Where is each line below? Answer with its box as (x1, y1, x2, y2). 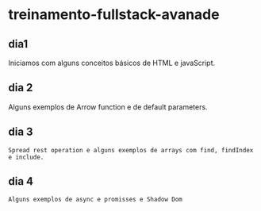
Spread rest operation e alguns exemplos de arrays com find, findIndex (8, 146, 254, 154)
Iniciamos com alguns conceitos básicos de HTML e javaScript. (8, 58, 216, 67)
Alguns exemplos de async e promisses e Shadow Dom (8, 196, 182, 204)
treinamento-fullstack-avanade (8, 6, 220, 24)
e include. (8, 153, 44, 161)
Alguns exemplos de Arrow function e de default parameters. (8, 102, 208, 112)
